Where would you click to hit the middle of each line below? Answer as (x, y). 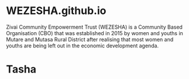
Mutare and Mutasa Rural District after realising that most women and (90, 39)
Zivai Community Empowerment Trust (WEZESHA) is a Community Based (94, 27)
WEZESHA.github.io (56, 11)
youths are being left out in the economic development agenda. (83, 46)
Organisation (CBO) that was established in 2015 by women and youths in (94, 33)
